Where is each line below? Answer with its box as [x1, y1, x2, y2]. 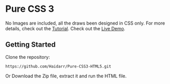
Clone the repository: [5, 54, 50, 60]
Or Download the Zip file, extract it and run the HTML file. [5, 73, 127, 79]
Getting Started [5, 40, 56, 49]
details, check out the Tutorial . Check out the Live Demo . [5, 25, 126, 31]
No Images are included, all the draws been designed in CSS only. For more [5, 20, 165, 26]
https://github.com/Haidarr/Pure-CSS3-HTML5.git [5, 64, 111, 69]
